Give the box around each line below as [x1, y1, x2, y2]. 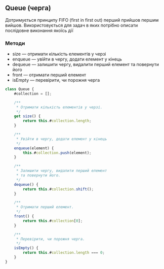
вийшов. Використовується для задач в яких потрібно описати [5, 22, 138, 28]
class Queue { [5, 87, 35, 92]
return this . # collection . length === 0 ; [23, 250, 105, 255]
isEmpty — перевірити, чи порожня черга [12, 77, 100, 83]
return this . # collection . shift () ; [23, 187, 94, 192]
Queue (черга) [5, 4, 51, 12]
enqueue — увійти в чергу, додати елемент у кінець [12, 56, 122, 62]
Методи [5, 39, 25, 46]
